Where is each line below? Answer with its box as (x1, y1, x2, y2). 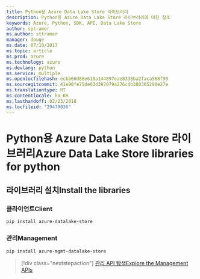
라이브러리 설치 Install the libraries (6, 185, 131, 195)
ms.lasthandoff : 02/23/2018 (6, 98, 77, 104)
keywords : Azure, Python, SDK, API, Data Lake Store (6, 20, 142, 26)
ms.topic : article (6, 48, 52, 54)
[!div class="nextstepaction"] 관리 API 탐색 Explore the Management (20, 260, 189, 267)
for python (6, 160, 60, 173)
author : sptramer (6, 25, 50, 32)
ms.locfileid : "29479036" (6, 103, 71, 110)
